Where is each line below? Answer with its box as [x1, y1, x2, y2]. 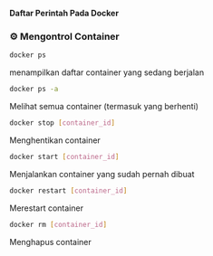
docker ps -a [9, 85, 59, 94]
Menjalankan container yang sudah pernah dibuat [9, 168, 195, 179]
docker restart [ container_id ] [9, 185, 128, 195]
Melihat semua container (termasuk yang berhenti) [9, 101, 199, 112]
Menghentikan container [9, 135, 102, 146]
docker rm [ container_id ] [9, 220, 107, 229]
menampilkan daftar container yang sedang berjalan [9, 67, 205, 78]
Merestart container [9, 203, 84, 213]
